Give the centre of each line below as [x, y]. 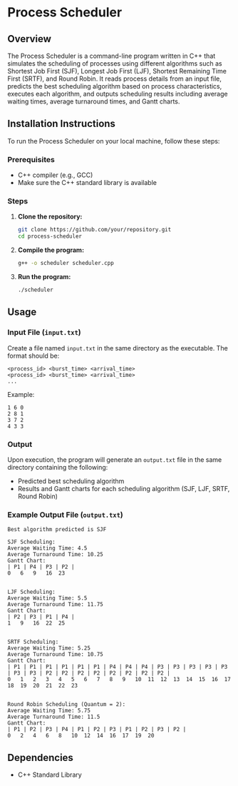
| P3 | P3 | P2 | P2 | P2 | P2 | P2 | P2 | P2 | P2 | [89, 673]
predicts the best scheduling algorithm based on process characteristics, [115, 86]
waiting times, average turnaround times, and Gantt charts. [94, 101]
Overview [30, 39]
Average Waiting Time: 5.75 [49, 711]
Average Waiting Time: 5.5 [47, 598]
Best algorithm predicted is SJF [57, 530]
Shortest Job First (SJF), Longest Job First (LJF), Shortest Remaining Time [117, 71]
